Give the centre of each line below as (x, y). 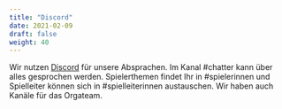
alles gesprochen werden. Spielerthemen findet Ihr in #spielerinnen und (140, 77)
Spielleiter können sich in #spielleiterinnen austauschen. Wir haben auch (141, 86)
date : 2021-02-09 (41, 26)
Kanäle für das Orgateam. (56, 96)
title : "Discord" (41, 17)
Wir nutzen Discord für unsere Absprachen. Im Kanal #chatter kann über (141, 67)
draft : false (33, 34)
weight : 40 (29, 42)
